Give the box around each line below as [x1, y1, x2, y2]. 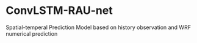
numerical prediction [5, 30, 58, 37]
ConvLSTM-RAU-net [5, 4, 113, 18]
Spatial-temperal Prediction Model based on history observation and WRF [5, 24, 192, 31]
